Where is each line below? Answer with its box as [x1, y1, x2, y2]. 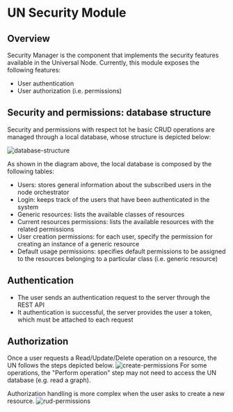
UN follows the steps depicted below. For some [7, 361, 207, 370]
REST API [17, 301, 45, 309]
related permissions [17, 225, 74, 233]
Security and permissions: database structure [7, 106, 211, 119]
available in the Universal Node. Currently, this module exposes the [7, 58, 200, 67]
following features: [7, 66, 61, 74]
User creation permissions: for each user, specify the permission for [17, 232, 214, 241]
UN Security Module [7, 5, 127, 21]
